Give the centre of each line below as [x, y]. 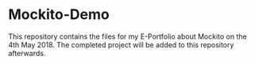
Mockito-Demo [59, 15]
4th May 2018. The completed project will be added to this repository [121, 44]
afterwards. [27, 53]
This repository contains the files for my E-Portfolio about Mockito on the [128, 36]
